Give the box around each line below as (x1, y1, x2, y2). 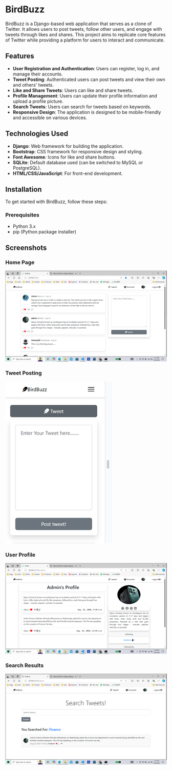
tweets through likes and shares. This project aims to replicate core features (5, 31, 166, 37)
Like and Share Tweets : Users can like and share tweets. (12, 87, 134, 93)
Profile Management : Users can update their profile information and (12, 92, 157, 98)
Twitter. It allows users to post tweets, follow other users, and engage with (5, 26, 162, 32)
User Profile (5, 551, 36, 558)
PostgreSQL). (12, 165, 41, 171)
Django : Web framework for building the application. (12, 143, 124, 149)
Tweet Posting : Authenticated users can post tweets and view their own (12, 76, 165, 83)
